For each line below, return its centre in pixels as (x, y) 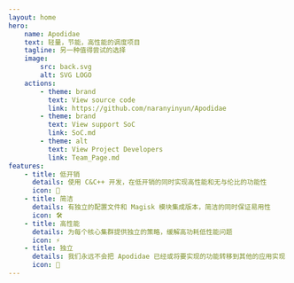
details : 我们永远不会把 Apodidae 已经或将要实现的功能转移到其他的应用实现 (159, 257)
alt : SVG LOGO (66, 75)
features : (27, 166)
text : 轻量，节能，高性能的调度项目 (82, 42)
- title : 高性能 (52, 224)
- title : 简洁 (49, 199)
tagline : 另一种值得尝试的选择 (75, 51)
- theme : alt (64, 141)
